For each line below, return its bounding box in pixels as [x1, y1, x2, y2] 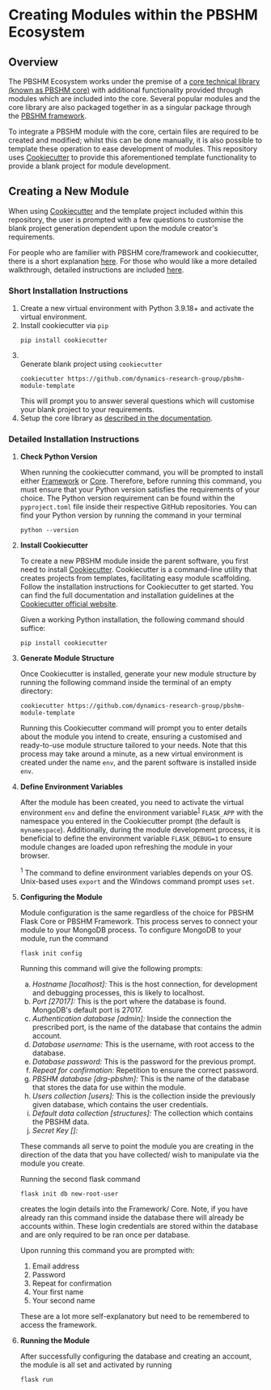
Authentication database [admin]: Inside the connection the [32, 1013, 232, 1023]
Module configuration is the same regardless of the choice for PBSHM [19, 907, 254, 917]
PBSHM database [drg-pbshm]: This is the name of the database [32, 1073, 249, 1083]
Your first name [32, 1286, 84, 1297]
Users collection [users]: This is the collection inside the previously [32, 1091, 256, 1101]
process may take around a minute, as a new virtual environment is [19, 749, 243, 759]
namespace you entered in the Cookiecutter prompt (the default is [19, 817, 241, 826]
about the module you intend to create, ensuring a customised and [19, 731, 243, 742]
